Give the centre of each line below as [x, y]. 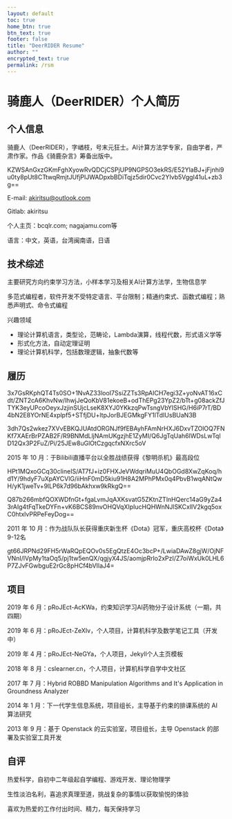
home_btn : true [29, 26]
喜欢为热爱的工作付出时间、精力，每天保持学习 [74, 809]
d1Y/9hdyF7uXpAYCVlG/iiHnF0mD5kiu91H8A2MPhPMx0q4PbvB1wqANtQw [115, 479]
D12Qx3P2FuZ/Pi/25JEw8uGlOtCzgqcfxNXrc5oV [77, 443]
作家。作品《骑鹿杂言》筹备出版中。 [64, 156]
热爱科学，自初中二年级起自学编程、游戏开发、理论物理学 [89, 779]
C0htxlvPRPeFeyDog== [41, 514]
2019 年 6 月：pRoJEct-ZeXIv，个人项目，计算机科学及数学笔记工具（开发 [112, 631]
